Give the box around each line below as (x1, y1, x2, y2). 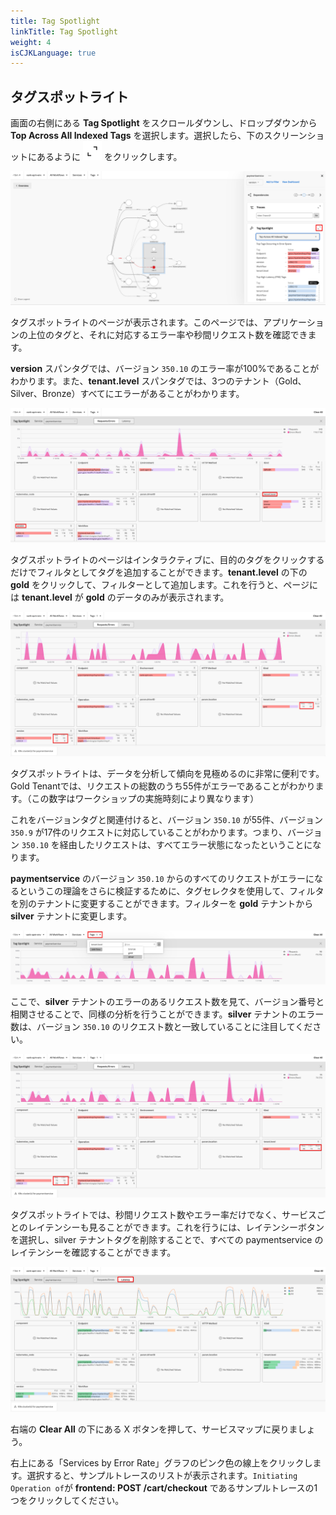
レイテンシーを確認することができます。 (10, 1246, 177, 1258)
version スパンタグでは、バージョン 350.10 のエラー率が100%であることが (10, 362, 320, 374)
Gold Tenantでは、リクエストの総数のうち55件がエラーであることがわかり (10, 780, 316, 792)
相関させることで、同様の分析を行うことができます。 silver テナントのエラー (10, 1008, 325, 1020)
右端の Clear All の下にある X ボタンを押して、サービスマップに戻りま (10, 1423, 298, 1435)
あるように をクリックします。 (36, 151, 183, 163)
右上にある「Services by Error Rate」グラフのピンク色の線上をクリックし (10, 1456, 313, 1469)
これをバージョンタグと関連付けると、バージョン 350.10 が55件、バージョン (10, 814, 324, 826)
